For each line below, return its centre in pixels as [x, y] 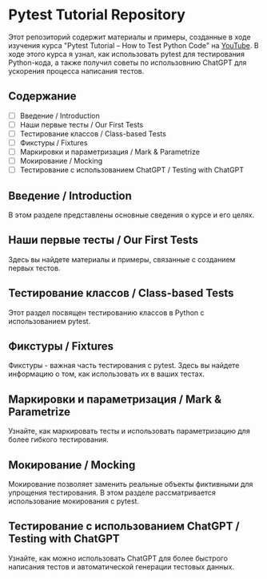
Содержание [43, 97]
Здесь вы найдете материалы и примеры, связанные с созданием [122, 259]
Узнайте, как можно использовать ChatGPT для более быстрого [118, 558]
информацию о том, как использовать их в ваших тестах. [107, 374]
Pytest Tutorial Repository [97, 15]
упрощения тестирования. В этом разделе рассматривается [112, 493]
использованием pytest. [50, 321]
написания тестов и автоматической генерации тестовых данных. [121, 566]
